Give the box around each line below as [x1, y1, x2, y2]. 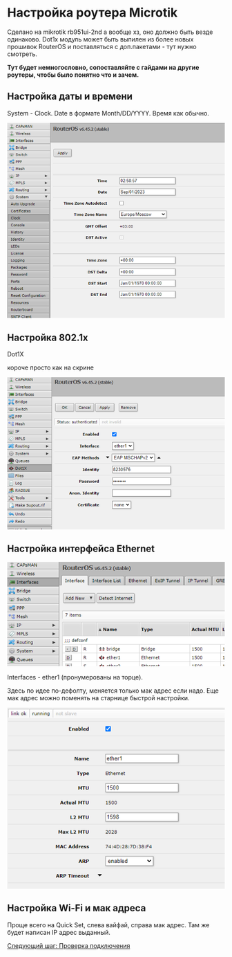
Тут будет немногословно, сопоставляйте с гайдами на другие [7, 63, 200, 71]
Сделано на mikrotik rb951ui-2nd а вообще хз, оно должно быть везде [7, 28, 213, 36]
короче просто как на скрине [7, 363, 95, 372]
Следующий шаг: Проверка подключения [7, 941, 130, 949]
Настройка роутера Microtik [7, 5, 178, 21]
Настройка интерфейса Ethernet [7, 543, 155, 555]
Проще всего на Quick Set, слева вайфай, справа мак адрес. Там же [7, 920, 210, 929]
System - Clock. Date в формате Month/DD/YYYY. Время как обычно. [7, 109, 209, 117]
